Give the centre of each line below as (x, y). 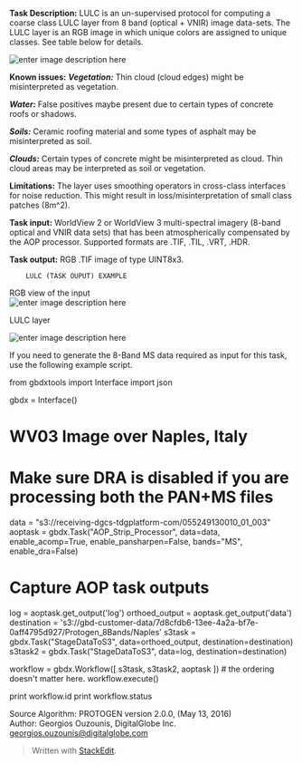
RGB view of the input (50, 293)
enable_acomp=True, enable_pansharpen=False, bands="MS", (126, 542)
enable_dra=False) (44, 551)
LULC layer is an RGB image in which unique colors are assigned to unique (148, 32)
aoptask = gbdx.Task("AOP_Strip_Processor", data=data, (115, 532)
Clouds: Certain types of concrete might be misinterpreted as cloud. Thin (146, 159)
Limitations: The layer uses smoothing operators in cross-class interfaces (148, 186)
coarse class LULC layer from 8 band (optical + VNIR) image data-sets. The (150, 23)
